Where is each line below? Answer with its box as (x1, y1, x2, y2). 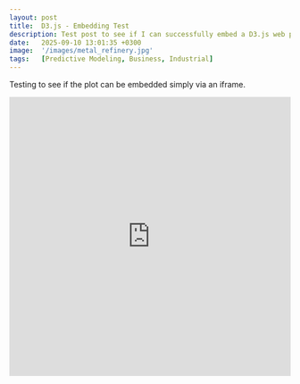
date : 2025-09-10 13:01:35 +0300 (9, 38, 142, 47)
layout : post (9, 13, 58, 22)
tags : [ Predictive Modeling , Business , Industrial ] (9, 54, 214, 63)
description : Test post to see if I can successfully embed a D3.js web (9, 29, 286, 38)
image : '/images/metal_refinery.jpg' (9, 46, 154, 55)
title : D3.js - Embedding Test (9, 21, 129, 30)
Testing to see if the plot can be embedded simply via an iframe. (9, 79, 246, 89)
